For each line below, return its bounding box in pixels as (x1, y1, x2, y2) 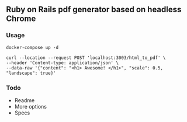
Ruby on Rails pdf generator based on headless (6, 5, 182, 15)
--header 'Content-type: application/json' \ (6, 60, 119, 66)
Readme (14, 96, 35, 104)
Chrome (6, 14, 36, 24)
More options (14, 103, 47, 110)
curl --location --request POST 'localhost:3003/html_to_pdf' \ (6, 55, 166, 61)
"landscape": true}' (6, 70, 57, 76)
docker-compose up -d (6, 44, 59, 50)
